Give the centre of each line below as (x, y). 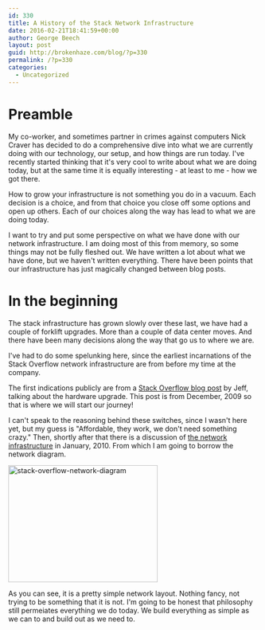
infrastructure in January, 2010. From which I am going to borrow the (121, 445)
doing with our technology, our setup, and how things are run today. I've (127, 153)
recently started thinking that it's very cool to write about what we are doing (132, 162)
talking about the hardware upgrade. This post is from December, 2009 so (130, 396)
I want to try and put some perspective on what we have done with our (124, 235)
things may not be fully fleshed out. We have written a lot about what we (127, 252)
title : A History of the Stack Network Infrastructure (101, 23)
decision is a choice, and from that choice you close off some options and (129, 202)
